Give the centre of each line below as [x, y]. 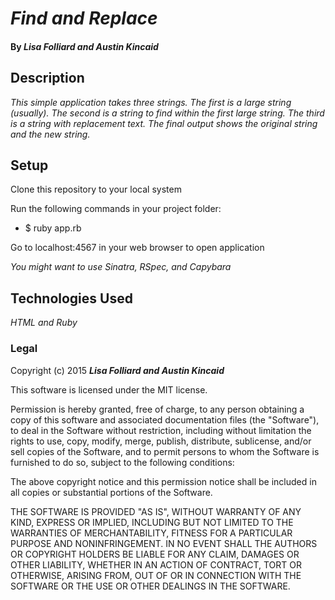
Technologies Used [71, 298]
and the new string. [50, 134]
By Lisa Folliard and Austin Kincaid [84, 46]
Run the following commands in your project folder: [116, 209]
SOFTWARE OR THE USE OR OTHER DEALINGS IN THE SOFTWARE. [150, 586]
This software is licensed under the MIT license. [109, 389]
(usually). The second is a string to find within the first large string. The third [167, 113]
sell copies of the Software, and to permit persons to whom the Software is [165, 451]
